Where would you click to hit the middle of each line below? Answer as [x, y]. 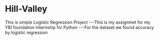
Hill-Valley [26, 9]
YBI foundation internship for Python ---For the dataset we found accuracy [79, 27]
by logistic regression [26, 32]
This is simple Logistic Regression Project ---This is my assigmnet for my [78, 22]
